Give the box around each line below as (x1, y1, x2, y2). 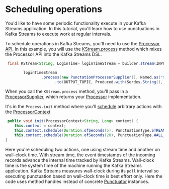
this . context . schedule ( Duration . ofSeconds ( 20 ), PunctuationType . (14, 133, 154, 138)
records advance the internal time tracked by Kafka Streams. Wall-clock (5, 157, 154, 163)
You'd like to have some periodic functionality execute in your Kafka (5, 20, 146, 26)
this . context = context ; (14, 123, 66, 129)
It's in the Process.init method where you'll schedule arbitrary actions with (5, 104, 162, 110)
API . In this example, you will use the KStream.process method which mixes (5, 46, 162, 52)
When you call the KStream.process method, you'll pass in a (5, 88, 128, 94)
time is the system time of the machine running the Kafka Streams (5, 162, 142, 168)
